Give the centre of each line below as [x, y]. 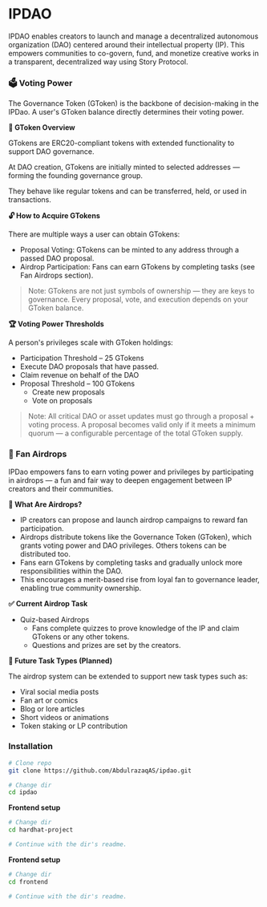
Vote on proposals [62, 401]
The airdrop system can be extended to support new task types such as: [128, 676]
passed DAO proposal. [57, 258]
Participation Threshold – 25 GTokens [82, 358]
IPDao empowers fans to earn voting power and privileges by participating [131, 472]
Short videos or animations [65, 717]
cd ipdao [23, 792]
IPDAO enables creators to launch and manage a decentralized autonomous [133, 36]
